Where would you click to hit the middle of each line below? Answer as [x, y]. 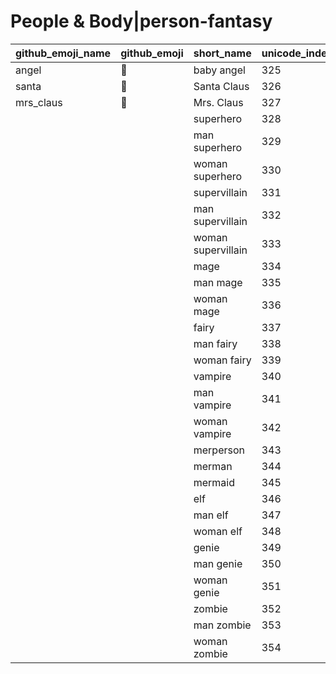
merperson [219, 450]
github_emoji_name [63, 53]
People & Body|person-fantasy [141, 21]
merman [213, 466]
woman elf [218, 531]
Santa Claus [221, 86]
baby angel [219, 70]
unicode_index [297, 53]
